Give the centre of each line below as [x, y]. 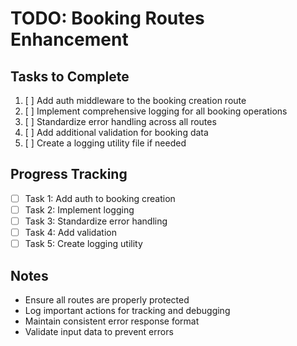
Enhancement [69, 39]
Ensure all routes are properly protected [107, 299]
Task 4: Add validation [70, 232]
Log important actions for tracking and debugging [127, 310]
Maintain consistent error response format [112, 321]
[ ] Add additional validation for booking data [116, 132]
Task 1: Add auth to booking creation [100, 198]
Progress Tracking [69, 174]
